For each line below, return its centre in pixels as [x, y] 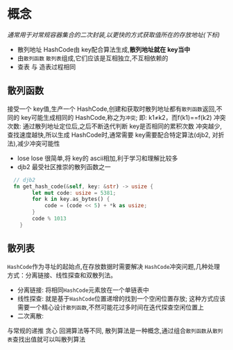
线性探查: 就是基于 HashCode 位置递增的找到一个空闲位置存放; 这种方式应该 [121, 298]
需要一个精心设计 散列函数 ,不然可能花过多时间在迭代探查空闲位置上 [111, 307]
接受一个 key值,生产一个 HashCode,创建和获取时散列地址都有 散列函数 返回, [112, 109]
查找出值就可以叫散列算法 [49, 339]
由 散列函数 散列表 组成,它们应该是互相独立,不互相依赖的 [93, 58]
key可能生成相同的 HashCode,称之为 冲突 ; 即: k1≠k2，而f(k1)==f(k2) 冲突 [123, 117]
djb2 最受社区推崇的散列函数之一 [64, 166]
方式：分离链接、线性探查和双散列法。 [62, 275]
